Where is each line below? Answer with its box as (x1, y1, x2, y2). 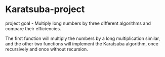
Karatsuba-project (5, 4, 85, 15)
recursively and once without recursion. (5, 46, 89, 52)
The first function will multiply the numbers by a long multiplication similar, (5, 35, 160, 41)
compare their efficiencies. (5, 25, 62, 31)
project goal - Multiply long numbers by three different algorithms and (5, 20, 151, 26)
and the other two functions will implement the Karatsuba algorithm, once (5, 40, 158, 46)
